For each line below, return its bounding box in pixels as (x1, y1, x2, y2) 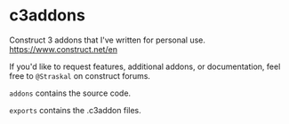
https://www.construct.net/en (9, 43, 118, 54)
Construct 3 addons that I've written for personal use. (9, 35, 206, 45)
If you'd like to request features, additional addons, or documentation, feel (9, 61, 281, 72)
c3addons (9, 5, 86, 26)
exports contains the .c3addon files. (9, 105, 142, 115)
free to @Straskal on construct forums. (9, 70, 151, 81)
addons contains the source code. (9, 88, 132, 98)
